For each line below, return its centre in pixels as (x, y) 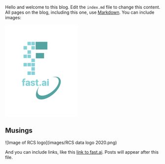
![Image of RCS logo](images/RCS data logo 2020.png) (61, 142)
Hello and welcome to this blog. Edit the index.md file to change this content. (83, 7)
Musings (19, 131)
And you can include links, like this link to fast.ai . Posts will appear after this (82, 152)
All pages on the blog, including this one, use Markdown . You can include (80, 12)
